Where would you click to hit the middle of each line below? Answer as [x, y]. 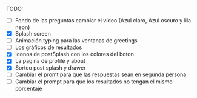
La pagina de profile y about [50, 61]
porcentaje [28, 88]
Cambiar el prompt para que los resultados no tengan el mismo [94, 82]
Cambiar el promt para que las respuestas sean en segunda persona [101, 74]
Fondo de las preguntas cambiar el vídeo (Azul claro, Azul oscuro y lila [103, 20]
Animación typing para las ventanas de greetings [76, 41]
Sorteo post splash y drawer [50, 68]
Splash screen [33, 34]
